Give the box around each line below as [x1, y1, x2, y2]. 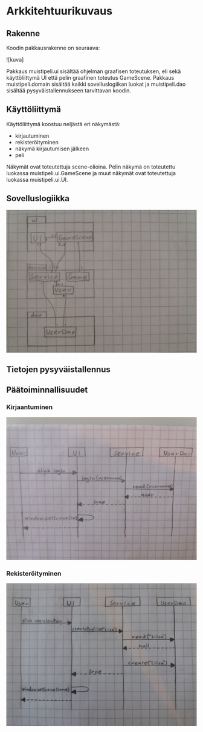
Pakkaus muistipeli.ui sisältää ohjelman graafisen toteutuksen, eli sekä [6, 68, 181, 75]
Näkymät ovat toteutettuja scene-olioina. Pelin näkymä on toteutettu [6, 163, 176, 170]
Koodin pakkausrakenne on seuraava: [6, 44, 100, 51]
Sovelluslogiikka [6, 193, 69, 204]
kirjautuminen [14, 132, 50, 140]
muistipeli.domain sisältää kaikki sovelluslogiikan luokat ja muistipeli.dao [6, 80, 186, 88]
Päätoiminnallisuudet [6, 385, 88, 395]
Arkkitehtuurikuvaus [6, 4, 113, 18]
